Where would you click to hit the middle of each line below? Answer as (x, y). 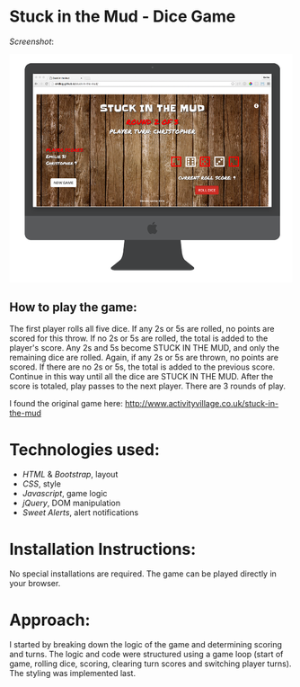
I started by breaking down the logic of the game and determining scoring (146, 645)
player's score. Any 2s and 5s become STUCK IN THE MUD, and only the (145, 348)
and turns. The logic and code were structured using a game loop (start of (146, 655)
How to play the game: (73, 308)
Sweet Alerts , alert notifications (80, 513)
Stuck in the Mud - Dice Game (123, 17)
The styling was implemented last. (73, 674)
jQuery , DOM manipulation (71, 503)
